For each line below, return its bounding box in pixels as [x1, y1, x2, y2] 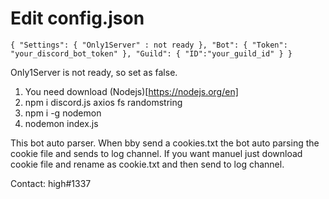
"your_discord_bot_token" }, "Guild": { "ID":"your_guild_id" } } [10, 48, 293, 59]
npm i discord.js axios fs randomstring [24, 96, 183, 108]
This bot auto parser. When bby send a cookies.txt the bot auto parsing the [10, 137, 320, 149]
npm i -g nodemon [24, 107, 102, 119]
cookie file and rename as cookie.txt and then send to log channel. [10, 158, 285, 170]
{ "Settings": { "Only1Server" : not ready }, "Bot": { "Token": [10, 40, 288, 50]
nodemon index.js [24, 117, 99, 129]
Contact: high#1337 [10, 177, 92, 189]
